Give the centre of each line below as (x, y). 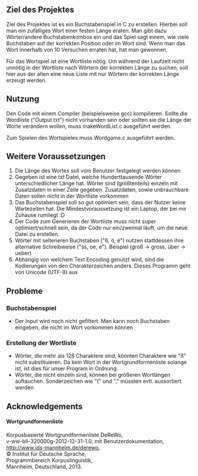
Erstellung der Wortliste (41, 343)
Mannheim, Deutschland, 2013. (44, 467)
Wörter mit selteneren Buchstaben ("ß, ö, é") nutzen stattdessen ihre (99, 241)
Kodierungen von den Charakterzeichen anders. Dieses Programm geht (103, 266)
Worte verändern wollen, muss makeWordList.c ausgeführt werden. (89, 126)
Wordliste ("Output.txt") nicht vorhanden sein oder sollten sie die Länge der (99, 119)
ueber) (23, 253)
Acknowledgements (44, 406)
